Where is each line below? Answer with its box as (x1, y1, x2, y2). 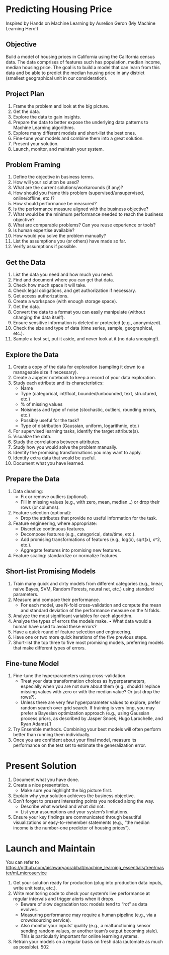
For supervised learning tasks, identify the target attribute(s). (13, 428, 140, 434)
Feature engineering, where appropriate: (13, 520, 97, 526)
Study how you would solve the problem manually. (13, 444, 118, 450)
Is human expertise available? (13, 227, 75, 233)
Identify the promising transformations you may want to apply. (13, 450, 142, 455)
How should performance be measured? (13, 201, 97, 207)
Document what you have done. (13, 777, 79, 783)
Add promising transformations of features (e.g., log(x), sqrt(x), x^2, (20, 536, 161, 543)
